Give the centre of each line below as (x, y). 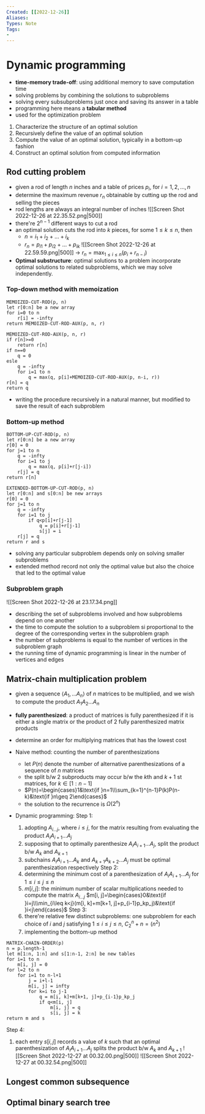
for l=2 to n (23, 970)
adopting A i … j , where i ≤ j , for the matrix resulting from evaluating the (111, 828)
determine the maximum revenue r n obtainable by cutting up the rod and (106, 195)
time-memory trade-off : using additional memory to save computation (105, 82)
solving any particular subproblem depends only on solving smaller (100, 554)
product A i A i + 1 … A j (48, 837)
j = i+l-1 (41, 981)
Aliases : (17, 18)
